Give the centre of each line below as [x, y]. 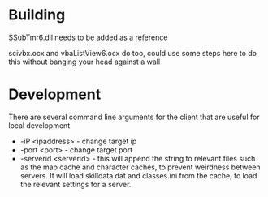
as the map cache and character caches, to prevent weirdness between [140, 167]
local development [39, 125]
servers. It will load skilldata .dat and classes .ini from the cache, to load [138, 175]
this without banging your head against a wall [84, 62]
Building [37, 15]
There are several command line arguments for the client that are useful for [134, 117]
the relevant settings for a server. [76, 184]
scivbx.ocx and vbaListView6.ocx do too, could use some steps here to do [133, 53]
